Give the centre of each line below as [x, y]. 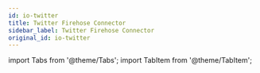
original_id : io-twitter [49, 38]
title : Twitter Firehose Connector [67, 23]
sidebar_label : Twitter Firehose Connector [81, 30]
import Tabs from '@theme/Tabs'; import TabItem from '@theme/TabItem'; [130, 60]
